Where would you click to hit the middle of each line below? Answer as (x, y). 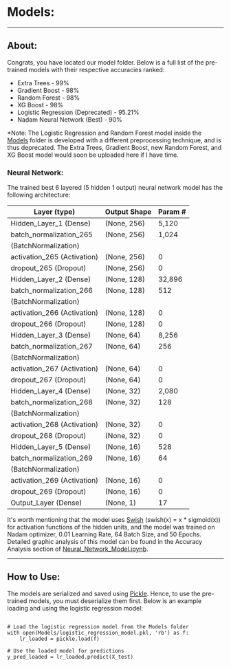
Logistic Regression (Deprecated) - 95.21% (78, 112)
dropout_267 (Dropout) (48, 380)
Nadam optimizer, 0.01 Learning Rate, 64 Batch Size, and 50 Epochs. (104, 534)
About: (22, 46)
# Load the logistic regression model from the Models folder (98, 626)
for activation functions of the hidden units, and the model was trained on (111, 527)
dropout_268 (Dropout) (48, 436)
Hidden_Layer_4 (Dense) (51, 391)
